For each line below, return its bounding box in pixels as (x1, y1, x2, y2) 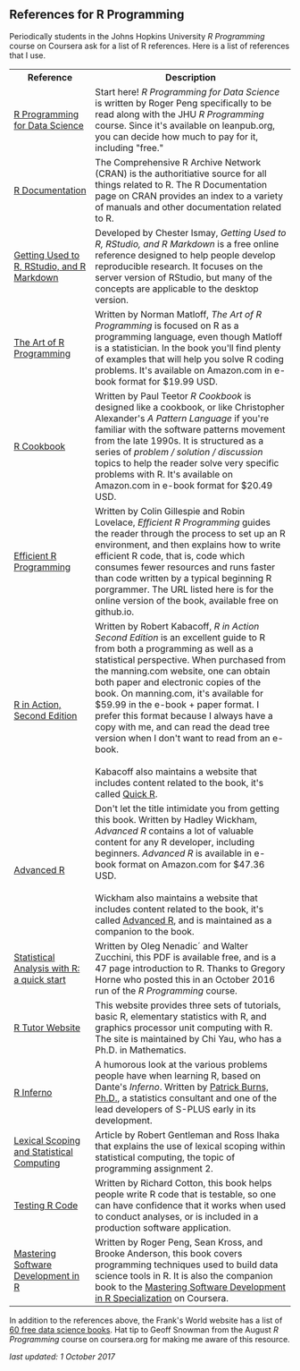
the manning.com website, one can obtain (95, 664, 271, 677)
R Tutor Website (13, 1021, 80, 1034)
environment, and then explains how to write (95, 538, 281, 551)
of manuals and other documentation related (95, 200, 282, 213)
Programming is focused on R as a (95, 319, 239, 332)
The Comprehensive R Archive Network (95, 156, 262, 168)
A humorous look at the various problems (95, 1058, 268, 1071)
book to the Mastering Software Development (95, 1281, 286, 1293)
